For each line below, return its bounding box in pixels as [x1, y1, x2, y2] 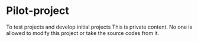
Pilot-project [6, 4, 69, 17]
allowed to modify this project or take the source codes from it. [6, 29, 160, 36]
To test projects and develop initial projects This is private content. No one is [6, 23, 193, 30]
